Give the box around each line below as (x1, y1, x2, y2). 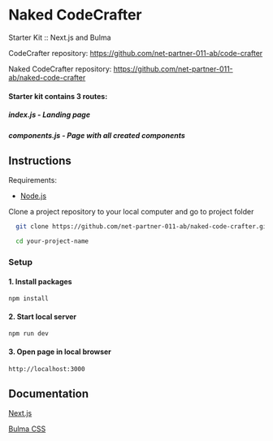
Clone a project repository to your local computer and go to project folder (8, 207, 254, 217)
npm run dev (8, 330, 49, 338)
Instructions (8, 153, 71, 167)
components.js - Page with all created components (8, 130, 185, 140)
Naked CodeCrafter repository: (8, 63, 112, 74)
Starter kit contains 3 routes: (8, 91, 108, 101)
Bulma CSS (8, 424, 46, 434)
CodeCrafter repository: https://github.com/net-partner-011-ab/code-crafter (8, 48, 263, 58)
